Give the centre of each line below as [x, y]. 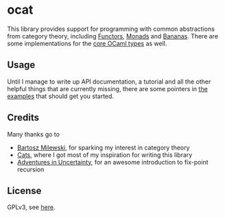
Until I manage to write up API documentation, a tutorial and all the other [109, 82]
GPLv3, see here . [31, 207]
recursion [31, 169]
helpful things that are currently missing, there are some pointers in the [107, 88]
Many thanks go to [34, 134]
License [24, 191]
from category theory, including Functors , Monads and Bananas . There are [113, 36]
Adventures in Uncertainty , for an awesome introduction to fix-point [113, 162]
